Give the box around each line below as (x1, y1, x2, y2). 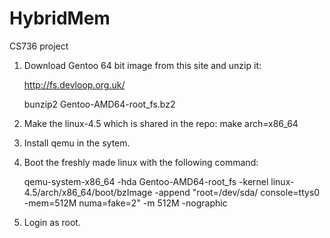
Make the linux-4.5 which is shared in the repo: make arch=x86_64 (23, 117, 299, 129)
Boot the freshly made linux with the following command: (23, 156, 259, 168)
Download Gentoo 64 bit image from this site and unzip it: (23, 59, 262, 71)
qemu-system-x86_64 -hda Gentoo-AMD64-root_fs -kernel (23, 175, 269, 187)
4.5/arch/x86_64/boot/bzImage (23, 186, 153, 198)
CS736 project (9, 40, 69, 52)
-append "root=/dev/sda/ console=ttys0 (154, 186, 321, 198)
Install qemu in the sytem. (23, 137, 131, 149)
